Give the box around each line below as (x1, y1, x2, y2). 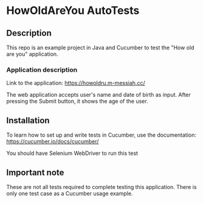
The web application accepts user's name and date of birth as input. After (6, 91, 191, 98)
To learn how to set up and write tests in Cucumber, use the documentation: (6, 131, 196, 139)
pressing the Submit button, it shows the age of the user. (6, 98, 148, 105)
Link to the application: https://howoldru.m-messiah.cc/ (6, 80, 145, 87)
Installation (6, 115, 50, 125)
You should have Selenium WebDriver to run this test (6, 150, 139, 157)
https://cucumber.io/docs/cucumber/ (6, 138, 99, 145)
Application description (6, 65, 78, 74)
